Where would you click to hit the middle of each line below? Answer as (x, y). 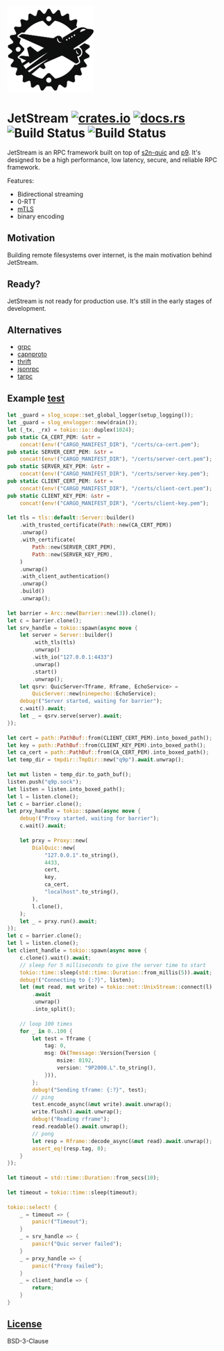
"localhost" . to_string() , (81, 892)
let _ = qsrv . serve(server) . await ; (71, 716)
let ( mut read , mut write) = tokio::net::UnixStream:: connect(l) (116, 987)
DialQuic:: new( (54, 848)
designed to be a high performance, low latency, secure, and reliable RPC (112, 160)
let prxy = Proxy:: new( (54, 840)
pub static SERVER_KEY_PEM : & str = (59, 467)
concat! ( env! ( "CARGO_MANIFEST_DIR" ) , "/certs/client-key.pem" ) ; (114, 503)
